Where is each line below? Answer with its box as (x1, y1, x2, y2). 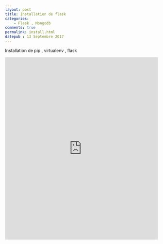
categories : (5, 16, 29, 21)
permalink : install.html (5, 30, 55, 35)
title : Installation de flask (5, 12, 66, 17)
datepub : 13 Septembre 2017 (5, 35, 64, 39)
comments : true (5, 25, 36, 30)
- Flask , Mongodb (14, 20, 51, 26)
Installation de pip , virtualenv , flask (5, 47, 77, 53)
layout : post (5, 7, 32, 12)
